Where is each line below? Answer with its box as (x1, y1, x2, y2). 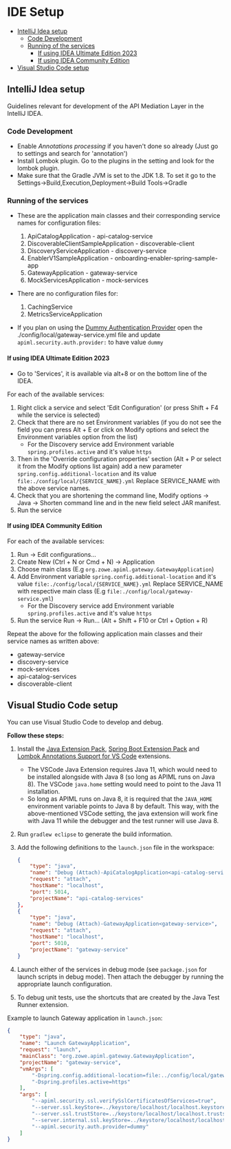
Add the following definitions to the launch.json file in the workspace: (16, 843, 215, 851)
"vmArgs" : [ (19, 1066, 54, 1072)
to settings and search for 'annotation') (16, 150, 129, 158)
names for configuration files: (16, 218, 101, 227)
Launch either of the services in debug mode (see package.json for (16, 965, 208, 973)
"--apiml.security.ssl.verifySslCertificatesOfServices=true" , (32, 1097, 217, 1105)
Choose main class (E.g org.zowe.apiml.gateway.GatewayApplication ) (16, 565, 214, 573)
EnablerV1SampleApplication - (27, 254, 113, 263)
